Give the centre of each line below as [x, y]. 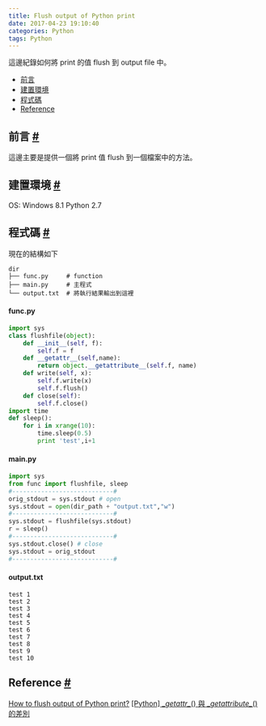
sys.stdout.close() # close [56, 544]
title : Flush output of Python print [72, 16]
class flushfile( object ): [52, 336]
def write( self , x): [57, 374]
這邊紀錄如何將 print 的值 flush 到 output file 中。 [90, 62]
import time [28, 411]
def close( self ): [52, 396]
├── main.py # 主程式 [50, 285]
